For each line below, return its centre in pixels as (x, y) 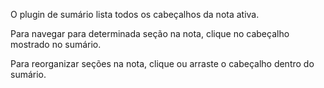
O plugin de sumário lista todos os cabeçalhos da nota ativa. (135, 14)
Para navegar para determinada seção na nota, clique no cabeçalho (150, 33)
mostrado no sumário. (56, 44)
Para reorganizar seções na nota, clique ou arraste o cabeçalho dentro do (162, 63)
